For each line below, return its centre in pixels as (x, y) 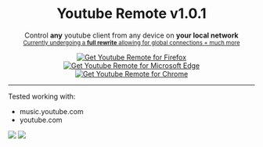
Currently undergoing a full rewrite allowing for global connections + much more (131, 43)
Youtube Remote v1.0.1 (131, 14)
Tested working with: (42, 96)
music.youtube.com (51, 111)
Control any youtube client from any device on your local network (131, 35)
